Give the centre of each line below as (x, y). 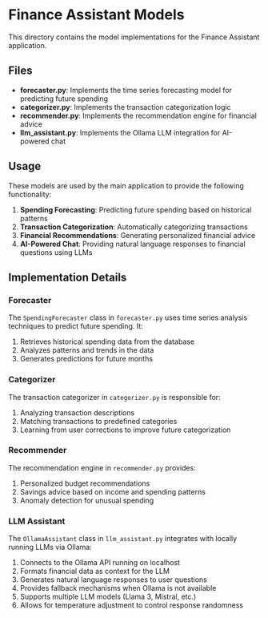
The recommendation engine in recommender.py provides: (102, 467)
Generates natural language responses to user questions (114, 580)
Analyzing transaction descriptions (77, 412)
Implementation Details (68, 277)
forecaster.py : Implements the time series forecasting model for (126, 90)
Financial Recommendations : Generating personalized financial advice (138, 235)
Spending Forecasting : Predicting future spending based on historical (136, 209)
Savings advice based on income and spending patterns (113, 491)
